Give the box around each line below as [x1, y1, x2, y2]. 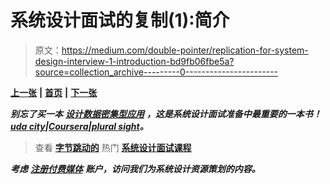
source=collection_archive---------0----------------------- [34, 66, 278, 78]
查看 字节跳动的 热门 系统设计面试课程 [34, 141, 192, 153]
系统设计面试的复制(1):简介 [10, 9, 230, 32]
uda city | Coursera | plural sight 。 [10, 120, 149, 132]
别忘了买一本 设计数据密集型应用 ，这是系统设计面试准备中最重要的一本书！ [10, 107, 322, 120]
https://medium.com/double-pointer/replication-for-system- [61, 44, 309, 56]
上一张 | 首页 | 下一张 [10, 86, 98, 98]
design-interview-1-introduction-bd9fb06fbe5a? [34, 55, 235, 67]
